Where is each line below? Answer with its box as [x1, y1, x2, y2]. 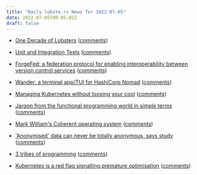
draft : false [6, 20, 39, 26]
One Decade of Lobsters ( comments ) [15, 37, 109, 44]
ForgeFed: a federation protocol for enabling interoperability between [15, 60, 188, 67]
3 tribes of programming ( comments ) [15, 150, 108, 158]
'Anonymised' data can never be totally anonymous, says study [15, 132, 173, 140]
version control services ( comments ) [15, 67, 107, 74]
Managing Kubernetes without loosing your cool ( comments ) [15, 91, 167, 98]
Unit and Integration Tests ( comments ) [15, 49, 112, 56]
